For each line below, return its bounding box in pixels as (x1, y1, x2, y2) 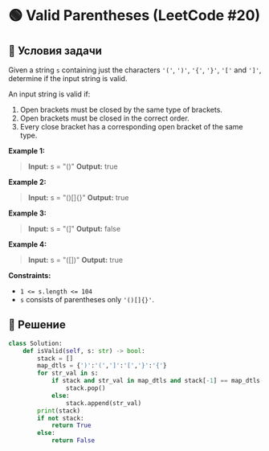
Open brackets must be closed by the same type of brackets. (19, 105, 223, 114)
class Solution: (8, 339, 63, 347)
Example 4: (8, 240, 47, 249)
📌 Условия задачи (8, 43, 103, 57)
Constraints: (8, 271, 51, 280)
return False (51, 437, 95, 445)
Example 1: (8, 146, 46, 155)
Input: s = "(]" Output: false (27, 224, 121, 233)
